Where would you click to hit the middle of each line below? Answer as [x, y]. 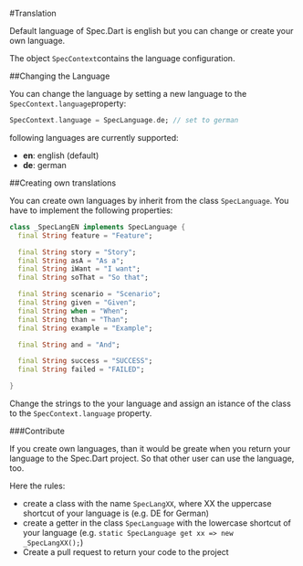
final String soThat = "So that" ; [83, 278]
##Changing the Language [60, 76]
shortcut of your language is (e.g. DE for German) [116, 513]
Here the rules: [37, 486]
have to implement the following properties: [91, 210]
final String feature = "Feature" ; [85, 235]
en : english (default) [61, 155]
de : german [44, 165]
